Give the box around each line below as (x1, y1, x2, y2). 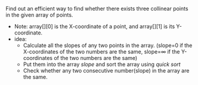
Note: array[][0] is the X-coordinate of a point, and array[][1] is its (14, 23, 175, 30)
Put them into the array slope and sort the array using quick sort (23, 61, 181, 68)
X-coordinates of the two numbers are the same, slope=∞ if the (23, 48, 180, 55)
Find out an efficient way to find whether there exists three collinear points (5, 5, 188, 12)
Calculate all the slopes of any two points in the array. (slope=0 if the (23, 42, 193, 49)
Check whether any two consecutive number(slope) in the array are (23, 67, 190, 74)
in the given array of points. (5, 11, 73, 18)
